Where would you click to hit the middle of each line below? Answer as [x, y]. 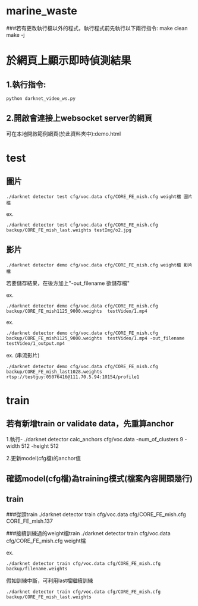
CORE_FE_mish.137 [30, 521]
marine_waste [42, 11]
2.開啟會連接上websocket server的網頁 [79, 118]
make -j [15, 34]
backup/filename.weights [37, 569]
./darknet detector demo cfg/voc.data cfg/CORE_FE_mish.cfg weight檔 [94, 265]
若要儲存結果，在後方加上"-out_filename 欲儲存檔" [68, 283]
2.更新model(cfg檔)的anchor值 [44, 458]
